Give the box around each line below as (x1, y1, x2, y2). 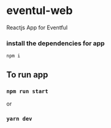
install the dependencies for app (6, 39, 105, 48)
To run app (6, 69, 48, 80)
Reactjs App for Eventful (6, 24, 68, 31)
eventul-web (6, 4, 73, 18)
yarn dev (6, 115, 33, 122)
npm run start (6, 88, 48, 94)
